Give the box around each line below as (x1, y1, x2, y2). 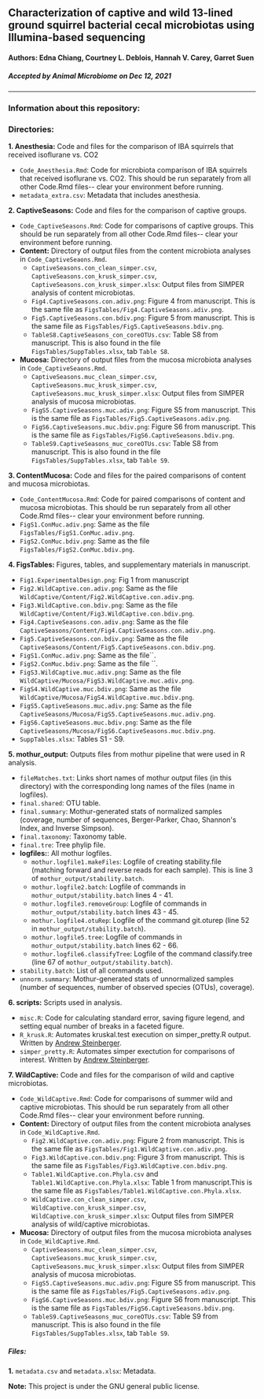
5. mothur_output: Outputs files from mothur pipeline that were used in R (8, 750, 245, 759)
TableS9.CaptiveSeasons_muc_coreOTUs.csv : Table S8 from (31, 439, 218, 448)
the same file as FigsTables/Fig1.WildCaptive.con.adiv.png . (31, 1144, 228, 1154)
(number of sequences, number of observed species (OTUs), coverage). (19, 983, 255, 992)
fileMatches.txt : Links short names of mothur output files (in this (19, 773, 232, 783)
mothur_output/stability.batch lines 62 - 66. (31, 941, 179, 951)
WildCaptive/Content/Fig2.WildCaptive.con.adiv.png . (19, 592, 195, 601)
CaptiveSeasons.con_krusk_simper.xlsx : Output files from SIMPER (31, 280, 245, 289)
